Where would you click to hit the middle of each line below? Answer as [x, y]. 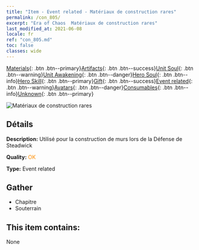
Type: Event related [31, 169]
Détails [20, 124]
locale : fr [20, 34]
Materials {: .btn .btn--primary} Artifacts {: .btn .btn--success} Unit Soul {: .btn [100, 68]
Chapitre [26, 202]
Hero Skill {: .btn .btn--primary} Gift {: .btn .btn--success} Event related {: [105, 81]
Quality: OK [21, 157]
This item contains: [43, 227]
